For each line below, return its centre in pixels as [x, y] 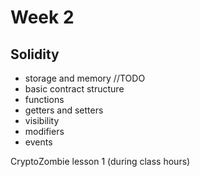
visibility [42, 120]
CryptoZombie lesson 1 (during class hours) [100, 161]
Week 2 [42, 17]
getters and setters [64, 110]
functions [44, 99]
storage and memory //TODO [85, 78]
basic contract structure [74, 89]
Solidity [35, 54]
